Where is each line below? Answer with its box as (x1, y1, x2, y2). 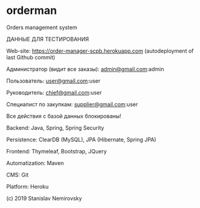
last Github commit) (6, 53, 56, 61)
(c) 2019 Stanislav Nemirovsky (6, 195, 82, 202)
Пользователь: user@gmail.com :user (6, 77, 101, 84)
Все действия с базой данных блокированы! (6, 112, 122, 119)
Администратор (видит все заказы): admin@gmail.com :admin (6, 65, 164, 73)
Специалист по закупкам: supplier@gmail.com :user (6, 101, 138, 108)
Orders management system (6, 24, 78, 31)
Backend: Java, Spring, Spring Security (6, 124, 104, 131)
